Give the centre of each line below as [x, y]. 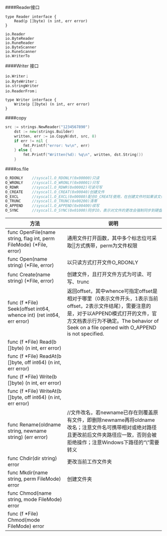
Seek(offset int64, [29, 309]
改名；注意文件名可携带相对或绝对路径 [112, 427]
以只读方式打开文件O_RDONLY [103, 262]
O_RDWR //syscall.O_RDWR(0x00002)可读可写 [54, 187]
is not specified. [85, 334]
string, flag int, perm [31, 238]
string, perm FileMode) [34, 479]
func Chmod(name [30, 493]
